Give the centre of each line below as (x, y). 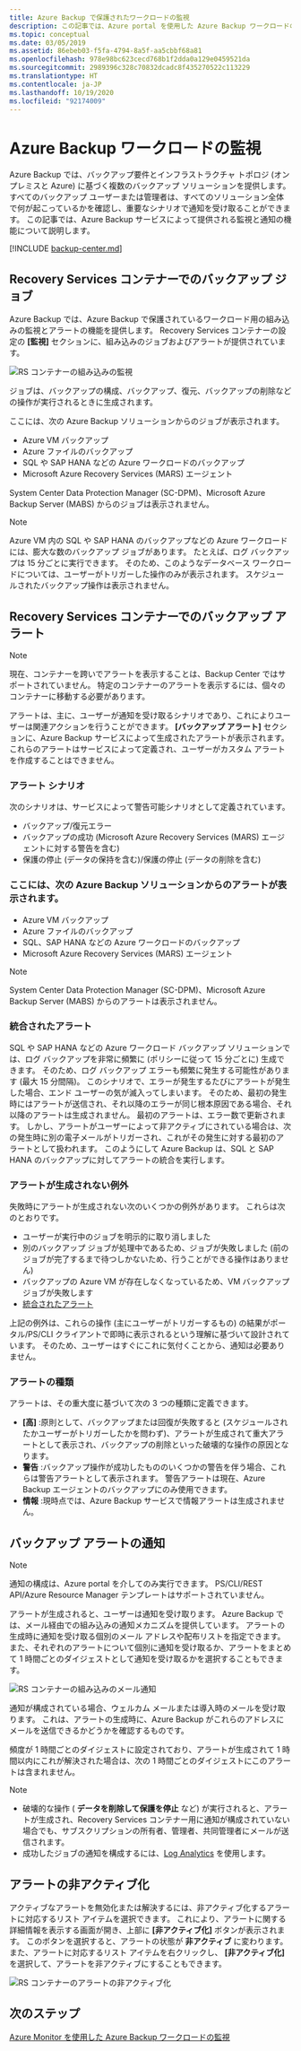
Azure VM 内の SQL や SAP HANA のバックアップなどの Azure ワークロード (149, 541)
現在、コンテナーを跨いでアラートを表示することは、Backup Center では (144, 674)
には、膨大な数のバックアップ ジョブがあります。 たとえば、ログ (129, 552)
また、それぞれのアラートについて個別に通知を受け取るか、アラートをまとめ (150, 1647)
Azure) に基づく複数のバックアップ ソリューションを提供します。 (171, 186)
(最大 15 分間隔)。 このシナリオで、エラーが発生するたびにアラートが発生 (155, 1081)
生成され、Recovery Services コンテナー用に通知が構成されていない (164, 1820)
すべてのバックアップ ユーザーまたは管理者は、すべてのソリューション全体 (147, 197)
